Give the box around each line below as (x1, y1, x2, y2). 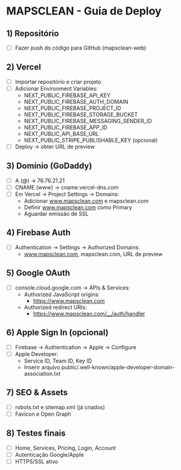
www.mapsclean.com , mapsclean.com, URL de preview (24, 250, 163, 258)
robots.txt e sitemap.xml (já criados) (14, 403, 106, 411)
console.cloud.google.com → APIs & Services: (14, 284, 131, 291)
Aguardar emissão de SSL (24, 210, 89, 218)
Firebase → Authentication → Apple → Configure (14, 343, 137, 351)
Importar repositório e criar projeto (14, 78, 101, 85)
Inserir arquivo (24, 363, 60, 370)
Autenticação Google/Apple (14, 451, 84, 458)
